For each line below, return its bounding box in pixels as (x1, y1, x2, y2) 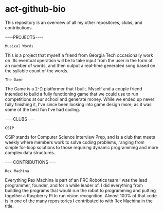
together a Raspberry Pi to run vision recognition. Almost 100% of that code (5, 192, 157, 198)
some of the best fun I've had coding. (5, 106, 80, 112)
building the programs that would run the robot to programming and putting (5, 187, 156, 193)
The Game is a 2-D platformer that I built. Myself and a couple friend (5, 85, 143, 91)
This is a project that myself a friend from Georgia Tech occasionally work (5, 52, 153, 58)
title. (5, 203, 14, 209)
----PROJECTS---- (5, 34, 43, 40)
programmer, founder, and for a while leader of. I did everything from (5, 182, 143, 188)
